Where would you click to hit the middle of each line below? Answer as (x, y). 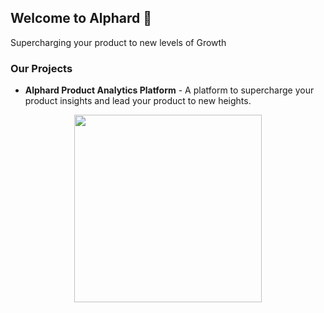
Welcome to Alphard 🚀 (81, 18)
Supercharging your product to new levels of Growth (118, 42)
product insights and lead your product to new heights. (138, 101)
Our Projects (41, 68)
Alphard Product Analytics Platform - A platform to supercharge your (169, 90)
